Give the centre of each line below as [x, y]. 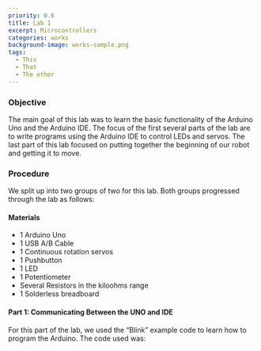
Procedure [29, 174]
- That [26, 67]
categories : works [38, 38]
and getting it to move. [45, 153]
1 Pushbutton [41, 260]
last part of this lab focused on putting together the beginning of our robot [129, 144]
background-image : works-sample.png [68, 45]
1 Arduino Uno [43, 235]
